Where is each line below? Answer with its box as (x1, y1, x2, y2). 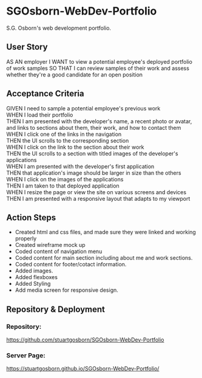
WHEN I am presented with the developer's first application (6, 163, 155, 170)
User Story (6, 42, 48, 52)
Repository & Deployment (6, 304, 105, 314)
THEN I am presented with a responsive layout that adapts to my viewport (6, 195, 190, 202)
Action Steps (6, 212, 56, 223)
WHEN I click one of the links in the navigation (6, 130, 122, 138)
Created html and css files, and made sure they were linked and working (15, 229, 196, 236)
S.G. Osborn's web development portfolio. (6, 24, 111, 32)
